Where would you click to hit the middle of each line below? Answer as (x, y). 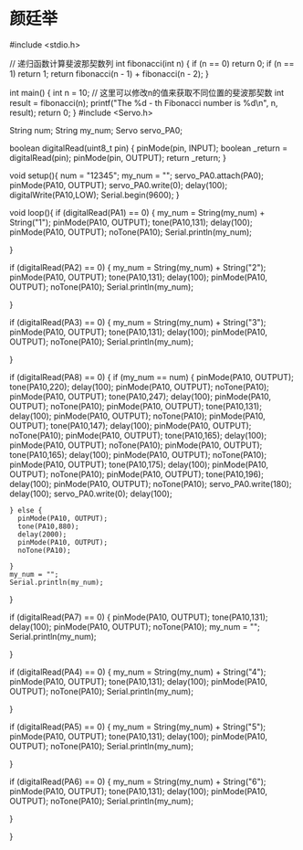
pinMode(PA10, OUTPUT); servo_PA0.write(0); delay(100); (119, 185)
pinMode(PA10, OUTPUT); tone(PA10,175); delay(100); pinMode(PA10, (139, 464)
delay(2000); (42, 534)
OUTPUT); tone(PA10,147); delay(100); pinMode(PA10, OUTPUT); (131, 425)
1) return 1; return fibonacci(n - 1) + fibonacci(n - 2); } (110, 73)
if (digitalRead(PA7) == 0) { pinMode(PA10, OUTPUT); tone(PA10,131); (139, 617)
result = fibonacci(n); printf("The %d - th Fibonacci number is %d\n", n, (144, 102)
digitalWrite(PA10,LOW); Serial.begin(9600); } (94, 195)
